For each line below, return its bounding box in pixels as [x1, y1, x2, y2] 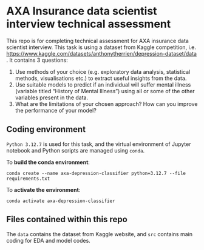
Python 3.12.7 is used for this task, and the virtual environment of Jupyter [6, 140, 191, 148]
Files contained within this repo [6, 214, 127, 225]
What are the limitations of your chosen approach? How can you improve [15, 100, 198, 107]
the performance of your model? [15, 107, 97, 114]
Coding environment [6, 124, 86, 134]
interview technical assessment [6, 17, 171, 31]
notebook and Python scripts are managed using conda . [6, 146, 145, 154]
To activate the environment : [6, 186, 81, 193]
